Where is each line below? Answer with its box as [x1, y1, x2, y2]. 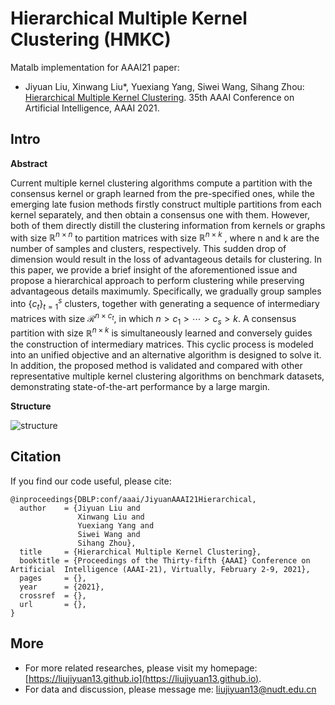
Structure [10, 400, 52, 412]
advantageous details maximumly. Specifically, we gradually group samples [10, 285, 322, 297]
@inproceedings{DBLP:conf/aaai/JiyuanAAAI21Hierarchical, [10, 494, 257, 504]
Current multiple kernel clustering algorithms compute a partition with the [10, 177, 313, 189]
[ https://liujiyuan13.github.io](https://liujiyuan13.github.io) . [24, 672, 262, 684]
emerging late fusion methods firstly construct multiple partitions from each [10, 198, 322, 210]
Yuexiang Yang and [77, 520, 155, 531]
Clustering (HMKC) [10, 28, 172, 51]
